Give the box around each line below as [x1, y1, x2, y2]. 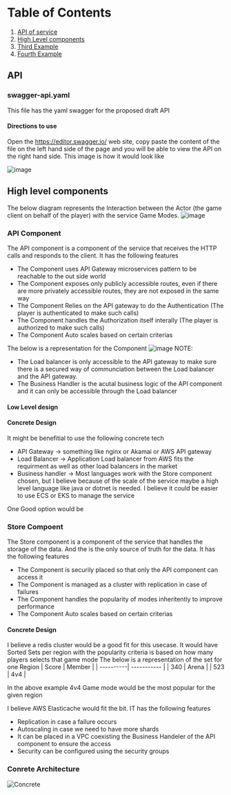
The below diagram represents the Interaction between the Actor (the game [7, 204, 222, 212]
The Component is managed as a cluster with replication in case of [17, 580, 208, 588]
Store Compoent [7, 521, 63, 531]
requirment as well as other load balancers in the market [17, 461, 178, 470]
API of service [17, 28, 58, 36]
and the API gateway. [17, 372, 78, 381]
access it [17, 573, 43, 582]
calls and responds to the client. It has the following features [7, 251, 179, 260]
